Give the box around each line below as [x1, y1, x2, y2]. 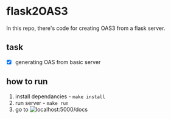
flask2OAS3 [6, 4, 68, 18]
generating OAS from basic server [15, 58, 101, 65]
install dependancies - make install [15, 93, 105, 100]
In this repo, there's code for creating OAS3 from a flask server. [6, 24, 166, 32]
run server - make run [15, 99, 69, 106]
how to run [6, 76, 48, 87]
